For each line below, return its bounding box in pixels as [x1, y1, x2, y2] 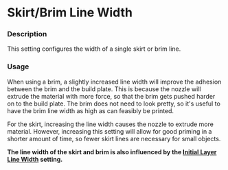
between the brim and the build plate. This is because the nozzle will [7, 84, 201, 93]
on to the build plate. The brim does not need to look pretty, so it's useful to [7, 99, 221, 108]
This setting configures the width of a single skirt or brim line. [7, 45, 181, 53]
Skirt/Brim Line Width [7, 5, 133, 21]
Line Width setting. [7, 155, 63, 163]
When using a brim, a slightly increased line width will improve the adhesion [7, 77, 222, 86]
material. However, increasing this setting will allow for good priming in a [7, 127, 212, 135]
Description [7, 29, 47, 39]
